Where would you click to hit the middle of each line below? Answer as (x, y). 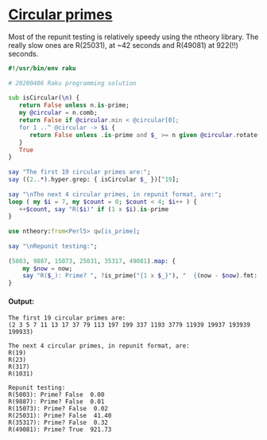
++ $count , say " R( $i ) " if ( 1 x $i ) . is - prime (94, 209)
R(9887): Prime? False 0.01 (56, 402)
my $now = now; (48, 269)
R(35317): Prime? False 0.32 (58, 423)
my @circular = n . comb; (58, 113)
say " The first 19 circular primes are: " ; (79, 172)
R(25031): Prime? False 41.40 (60, 416)
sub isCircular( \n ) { (44, 98)
